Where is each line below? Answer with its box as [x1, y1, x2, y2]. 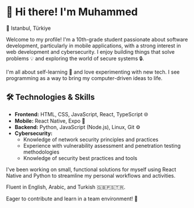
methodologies [23, 148, 60, 155]
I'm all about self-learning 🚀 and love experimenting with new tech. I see [6, 68, 180, 75]
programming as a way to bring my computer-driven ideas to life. [6, 74, 162, 81]
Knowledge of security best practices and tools [23, 154, 137, 161]
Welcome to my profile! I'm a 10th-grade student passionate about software [6, 36, 188, 43]
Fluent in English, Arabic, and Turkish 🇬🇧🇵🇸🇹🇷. [6, 183, 126, 190]
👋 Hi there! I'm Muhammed [6, 5, 138, 19]
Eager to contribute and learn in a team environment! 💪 [6, 195, 138, 202]
